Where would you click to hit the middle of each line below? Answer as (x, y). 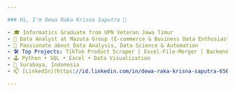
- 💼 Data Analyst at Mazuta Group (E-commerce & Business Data (101, 39)
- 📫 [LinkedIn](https (40, 71)
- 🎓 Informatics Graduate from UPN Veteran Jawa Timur (90, 32)
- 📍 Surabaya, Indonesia (43, 65)
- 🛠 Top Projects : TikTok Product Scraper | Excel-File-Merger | (106, 52)
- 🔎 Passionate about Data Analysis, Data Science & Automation (103, 45)
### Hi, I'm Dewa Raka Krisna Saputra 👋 (67, 20)
